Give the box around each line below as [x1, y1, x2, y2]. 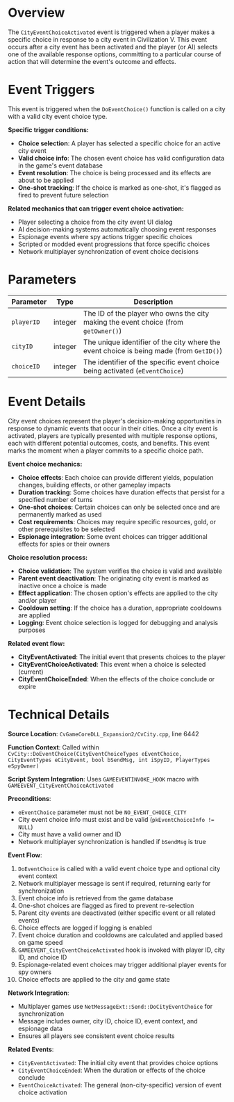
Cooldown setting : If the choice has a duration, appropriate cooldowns [17, 603, 222, 612]
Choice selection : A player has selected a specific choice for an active [17, 139, 221, 147]
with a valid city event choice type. [8, 112, 108, 120]
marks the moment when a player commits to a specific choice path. [8, 446, 204, 455]
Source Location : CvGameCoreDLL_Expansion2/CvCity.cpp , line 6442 [8, 729, 199, 738]
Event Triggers [8, 82, 95, 98]
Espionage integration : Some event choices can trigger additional [17, 532, 208, 540]
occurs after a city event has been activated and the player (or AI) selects [8, 42, 218, 51]
